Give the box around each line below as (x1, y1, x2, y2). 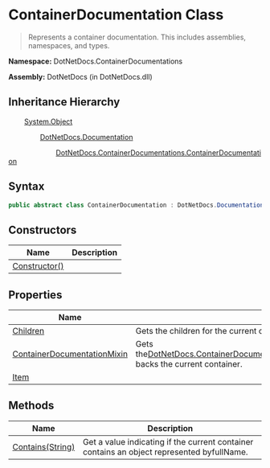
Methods (8, 399, 55, 413)
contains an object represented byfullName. (83, 446, 248, 458)
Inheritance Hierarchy (8, 95, 121, 109)
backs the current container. (135, 359, 243, 370)
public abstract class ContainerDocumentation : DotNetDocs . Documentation (8, 201, 264, 209)
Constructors (8, 223, 77, 236)
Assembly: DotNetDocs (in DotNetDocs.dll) (8, 72, 153, 81)
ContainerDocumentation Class (8, 6, 224, 24)
